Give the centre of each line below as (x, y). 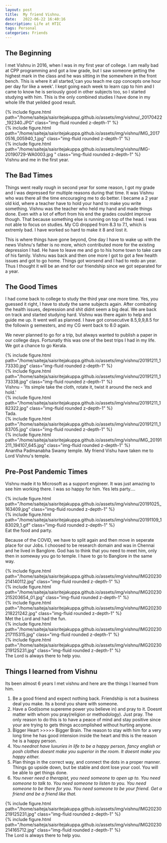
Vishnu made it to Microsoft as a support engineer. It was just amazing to (80, 484)
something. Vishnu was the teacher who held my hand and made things (79, 209)
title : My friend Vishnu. (33, 14)
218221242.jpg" (21, 614)
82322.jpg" (17, 408)
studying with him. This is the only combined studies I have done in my (78, 97)
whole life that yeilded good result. (41, 102)
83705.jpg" (17, 429)
